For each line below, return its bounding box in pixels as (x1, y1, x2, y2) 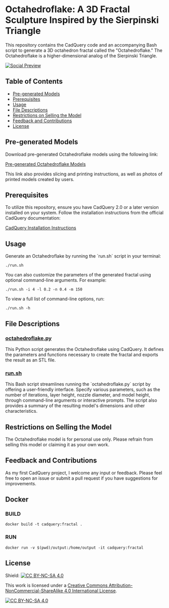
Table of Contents (5, 77, 63, 86)
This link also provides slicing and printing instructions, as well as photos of (5, 171, 163, 177)
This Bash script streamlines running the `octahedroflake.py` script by (5, 381, 151, 387)
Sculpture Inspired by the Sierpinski (5, 14, 159, 26)
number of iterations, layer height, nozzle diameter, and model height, (5, 392, 150, 398)
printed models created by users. (5, 176, 74, 182)
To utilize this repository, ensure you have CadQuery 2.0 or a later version (5, 204, 159, 210)
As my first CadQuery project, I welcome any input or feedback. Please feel (5, 470, 162, 476)
